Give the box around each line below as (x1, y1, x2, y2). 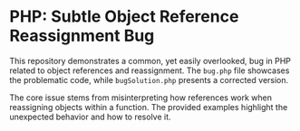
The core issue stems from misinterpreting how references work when (9, 92, 273, 103)
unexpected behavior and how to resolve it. (9, 111, 171, 122)
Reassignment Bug (9, 25, 155, 46)
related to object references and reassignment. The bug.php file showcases (9, 65, 290, 76)
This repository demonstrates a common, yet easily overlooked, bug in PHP (9, 55, 292, 66)
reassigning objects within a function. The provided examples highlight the (9, 101, 288, 112)
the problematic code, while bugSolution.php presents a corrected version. (9, 74, 289, 85)
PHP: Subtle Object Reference (9, 6, 239, 27)
